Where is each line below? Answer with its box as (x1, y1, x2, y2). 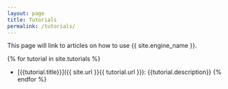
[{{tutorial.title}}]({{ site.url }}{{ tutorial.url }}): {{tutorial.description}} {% (17, 68, 222, 76)
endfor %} (17, 75, 47, 84)
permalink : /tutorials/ (7, 23, 76, 29)
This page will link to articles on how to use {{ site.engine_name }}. (7, 42, 197, 50)
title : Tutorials (7, 16, 57, 23)
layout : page (7, 10, 45, 17)
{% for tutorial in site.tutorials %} (7, 55, 101, 63)
